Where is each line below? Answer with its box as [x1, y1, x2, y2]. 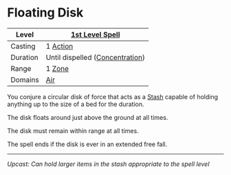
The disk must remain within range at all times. [7, 126, 139, 135]
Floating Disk [7, 5, 84, 21]
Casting [10, 41, 36, 51]
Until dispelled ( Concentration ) [45, 52, 146, 62]
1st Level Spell [71, 30, 120, 39]
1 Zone [45, 63, 69, 73]
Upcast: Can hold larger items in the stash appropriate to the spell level [7, 160, 210, 168]
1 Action [45, 41, 74, 51]
